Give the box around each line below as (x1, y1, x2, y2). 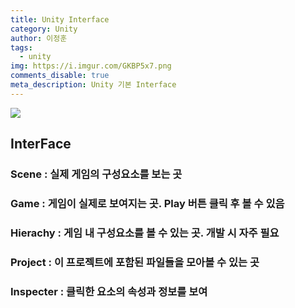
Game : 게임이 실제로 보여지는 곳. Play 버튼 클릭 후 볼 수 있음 (10, 196, 285, 210)
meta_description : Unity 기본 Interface (10, 80, 177, 90)
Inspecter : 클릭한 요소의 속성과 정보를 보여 (10, 284, 208, 298)
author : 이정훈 (10, 33, 68, 43)
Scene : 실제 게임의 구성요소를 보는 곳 (10, 167, 183, 181)
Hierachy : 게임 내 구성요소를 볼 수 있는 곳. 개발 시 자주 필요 (10, 226, 280, 240)
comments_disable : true (10, 71, 110, 81)
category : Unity (10, 24, 78, 34)
